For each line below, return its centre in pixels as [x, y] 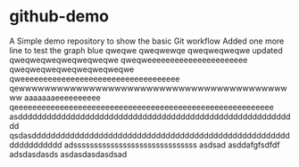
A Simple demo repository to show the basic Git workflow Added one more [147, 41]
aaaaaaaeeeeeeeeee [62, 97]
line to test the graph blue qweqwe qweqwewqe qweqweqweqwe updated [146, 50]
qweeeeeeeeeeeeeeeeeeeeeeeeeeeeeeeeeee [95, 78]
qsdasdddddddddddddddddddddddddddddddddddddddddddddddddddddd [149, 135]
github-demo [59, 16]
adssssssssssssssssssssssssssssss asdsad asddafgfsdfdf [172, 145]
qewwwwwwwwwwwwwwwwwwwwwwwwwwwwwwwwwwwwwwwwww [148, 88]
